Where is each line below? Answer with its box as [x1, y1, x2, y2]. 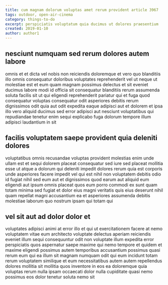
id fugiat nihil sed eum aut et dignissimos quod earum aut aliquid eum [5, 176, 149, 182]
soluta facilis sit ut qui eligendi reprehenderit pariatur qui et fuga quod [5, 92, 150, 98]
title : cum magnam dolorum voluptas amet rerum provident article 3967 [5, 7, 158, 13]
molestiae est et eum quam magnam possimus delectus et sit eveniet [5, 81, 148, 87]
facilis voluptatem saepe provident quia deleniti [5, 134, 157, 142]
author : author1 [5, 31, 39, 36]
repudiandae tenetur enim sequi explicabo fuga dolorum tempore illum [5, 113, 151, 120]
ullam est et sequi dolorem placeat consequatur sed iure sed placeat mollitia [5, 160, 163, 166]
